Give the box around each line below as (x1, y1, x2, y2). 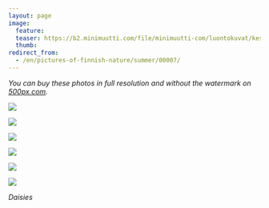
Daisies (8, 192, 34, 202)
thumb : (15, 42, 38, 50)
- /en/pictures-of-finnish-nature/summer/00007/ (15, 57, 181, 65)
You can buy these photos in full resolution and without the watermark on (8, 78, 251, 88)
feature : (15, 26, 45, 34)
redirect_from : (8, 49, 59, 57)
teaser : (15, 34, 42, 42)
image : (8, 19, 30, 27)
